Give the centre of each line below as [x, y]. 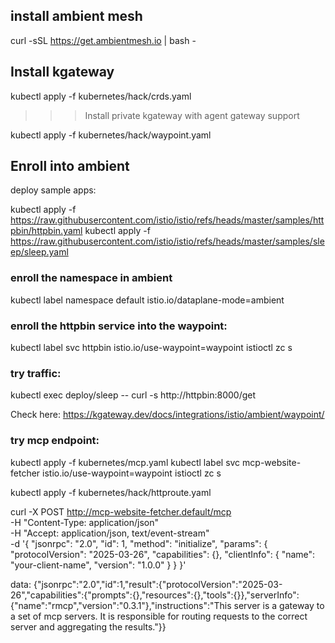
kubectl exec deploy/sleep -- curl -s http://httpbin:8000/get [133, 395]
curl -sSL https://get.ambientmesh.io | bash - [103, 40]
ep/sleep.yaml [39, 252]
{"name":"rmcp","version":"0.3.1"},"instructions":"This [121, 605]
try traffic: [36, 373]
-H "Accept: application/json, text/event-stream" [110, 533]
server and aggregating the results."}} [88, 626]
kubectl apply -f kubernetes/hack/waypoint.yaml [111, 135]
